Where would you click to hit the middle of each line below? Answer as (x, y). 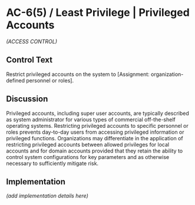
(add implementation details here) (47, 196)
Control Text (29, 60)
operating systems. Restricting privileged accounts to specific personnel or (97, 125)
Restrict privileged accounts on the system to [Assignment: (78, 74)
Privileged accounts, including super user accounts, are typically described (98, 113)
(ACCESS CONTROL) (32, 41)
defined (16, 80)
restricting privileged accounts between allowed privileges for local (88, 144)
